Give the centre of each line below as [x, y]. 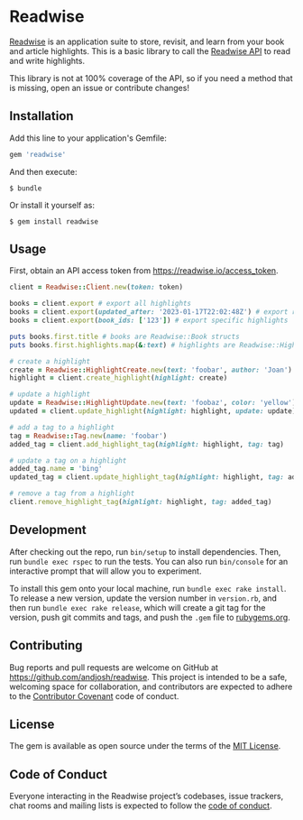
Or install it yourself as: [52, 205]
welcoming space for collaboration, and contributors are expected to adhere [151, 686]
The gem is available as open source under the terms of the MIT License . [145, 746]
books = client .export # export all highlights [101, 304]
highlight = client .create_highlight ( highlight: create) [119, 378]
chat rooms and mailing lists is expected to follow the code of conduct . [141, 806]
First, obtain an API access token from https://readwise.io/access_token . [144, 271]
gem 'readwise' [38, 154]
